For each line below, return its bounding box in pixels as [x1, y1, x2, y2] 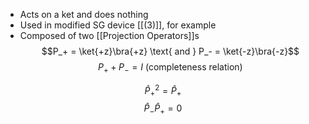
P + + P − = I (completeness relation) [98, 61, 243, 75]
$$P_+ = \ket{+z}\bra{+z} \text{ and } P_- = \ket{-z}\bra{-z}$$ [41, 45, 300, 57]
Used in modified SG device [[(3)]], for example [19, 19, 217, 31]
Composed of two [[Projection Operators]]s [19, 30, 200, 41]
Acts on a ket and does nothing [19, 9, 149, 20]
